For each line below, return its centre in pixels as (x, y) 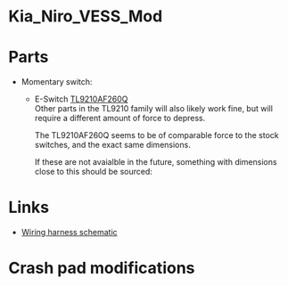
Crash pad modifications (102, 268)
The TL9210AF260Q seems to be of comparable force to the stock (156, 135)
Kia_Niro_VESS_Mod (86, 16)
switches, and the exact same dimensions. (112, 145)
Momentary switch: (57, 82)
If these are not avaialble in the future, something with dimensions (156, 162)
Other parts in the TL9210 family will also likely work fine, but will (154, 109)
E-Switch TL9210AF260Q (81, 99)
